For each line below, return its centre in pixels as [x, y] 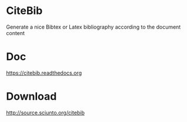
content [16, 33]
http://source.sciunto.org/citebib [46, 113]
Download [31, 97]
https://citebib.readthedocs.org [44, 73]
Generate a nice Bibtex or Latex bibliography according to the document [93, 27]
